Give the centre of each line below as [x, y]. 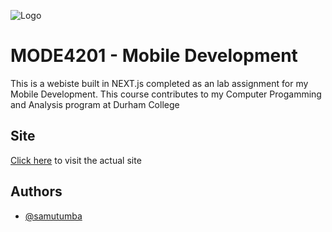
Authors [36, 191]
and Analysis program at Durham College [95, 104]
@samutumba [53, 216]
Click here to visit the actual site [76, 160]
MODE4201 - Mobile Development [154, 56]
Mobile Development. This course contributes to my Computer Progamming [166, 94]
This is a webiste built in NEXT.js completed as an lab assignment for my [159, 83]
